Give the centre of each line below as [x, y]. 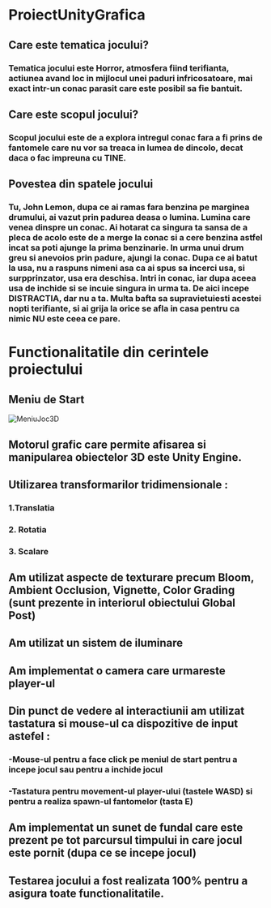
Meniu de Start [47, 399]
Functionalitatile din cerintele [109, 353]
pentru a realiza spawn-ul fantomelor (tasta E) [101, 802]
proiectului [46, 370]
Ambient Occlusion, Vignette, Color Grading [122, 590]
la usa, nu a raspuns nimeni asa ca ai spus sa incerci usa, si [127, 268]
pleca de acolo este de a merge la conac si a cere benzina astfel [135, 238]
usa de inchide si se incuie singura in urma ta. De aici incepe [129, 288]
